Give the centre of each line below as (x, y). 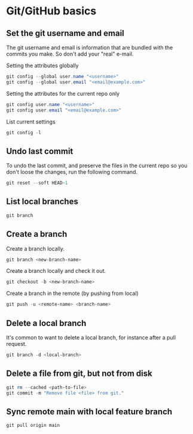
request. (16, 344)
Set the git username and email (65, 33)
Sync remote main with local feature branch (89, 412)
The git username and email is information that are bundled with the (90, 47)
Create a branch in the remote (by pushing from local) (72, 293)
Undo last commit (40, 151)
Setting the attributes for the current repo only (63, 94)
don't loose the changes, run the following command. (72, 172)
